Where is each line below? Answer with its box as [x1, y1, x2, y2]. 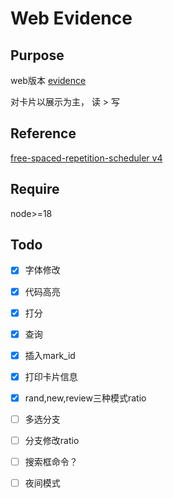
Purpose [10, 47, 65, 64]
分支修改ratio [24, 434, 80, 446]
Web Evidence [10, 7, 133, 30]
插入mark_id [24, 349, 76, 361]
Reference [10, 125, 77, 142]
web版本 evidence [10, 75, 87, 86]
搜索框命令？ [24, 456, 78, 467]
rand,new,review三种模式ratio [24, 392, 147, 404]
